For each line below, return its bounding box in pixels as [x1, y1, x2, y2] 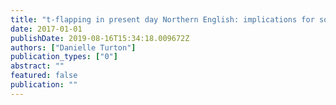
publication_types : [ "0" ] [10, 52, 118, 62]
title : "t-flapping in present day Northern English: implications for [10, 14, 315, 25]
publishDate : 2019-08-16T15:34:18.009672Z [10, 33, 190, 43]
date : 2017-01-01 [10, 24, 83, 34]
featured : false [10, 71, 78, 81]
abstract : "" [10, 61, 65, 71]
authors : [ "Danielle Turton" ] [10, 42, 137, 53]
